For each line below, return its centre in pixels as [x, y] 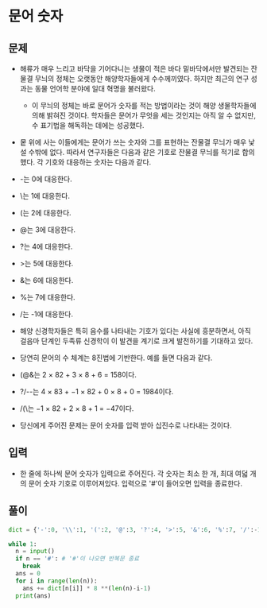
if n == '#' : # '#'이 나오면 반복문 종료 [77, 559]
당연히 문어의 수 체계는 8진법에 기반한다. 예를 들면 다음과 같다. [116, 358]
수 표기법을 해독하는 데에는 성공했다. [88, 125]
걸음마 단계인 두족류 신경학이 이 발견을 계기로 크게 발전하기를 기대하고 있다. [136, 341]
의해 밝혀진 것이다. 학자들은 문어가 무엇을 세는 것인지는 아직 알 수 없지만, [144, 115]
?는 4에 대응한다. [46, 246]
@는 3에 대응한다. [48, 230]
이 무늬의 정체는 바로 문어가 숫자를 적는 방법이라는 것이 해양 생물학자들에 [144, 105]
